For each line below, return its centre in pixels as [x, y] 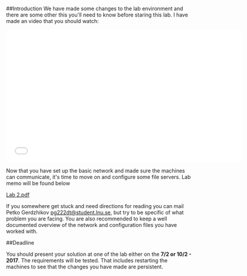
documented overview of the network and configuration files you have [92, 225]
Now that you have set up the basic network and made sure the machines [96, 171]
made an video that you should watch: [52, 21]
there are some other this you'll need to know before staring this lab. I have [97, 15]
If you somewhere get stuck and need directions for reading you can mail [95, 206]
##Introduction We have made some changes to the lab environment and [95, 9]
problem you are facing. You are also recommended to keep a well [87, 219]
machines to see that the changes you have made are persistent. [85, 267]
